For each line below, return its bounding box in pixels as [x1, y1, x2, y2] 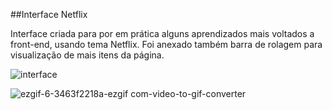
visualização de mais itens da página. [10, 49, 165, 61]
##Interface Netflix [10, 9, 88, 20]
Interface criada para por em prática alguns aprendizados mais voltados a [10, 28, 315, 39]
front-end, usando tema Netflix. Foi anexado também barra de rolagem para [10, 39, 323, 50]
